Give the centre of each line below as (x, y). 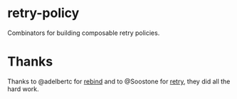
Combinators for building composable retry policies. (84, 33)
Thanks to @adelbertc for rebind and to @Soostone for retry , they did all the (119, 81)
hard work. (23, 89)
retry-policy (43, 13)
